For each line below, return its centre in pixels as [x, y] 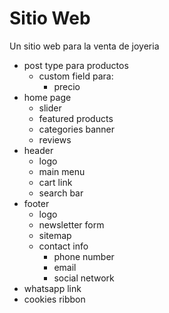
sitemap [55, 235]
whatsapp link [52, 288]
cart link [55, 182]
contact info [63, 246]
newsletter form [71, 224]
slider [50, 108]
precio [67, 86]
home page [47, 97]
